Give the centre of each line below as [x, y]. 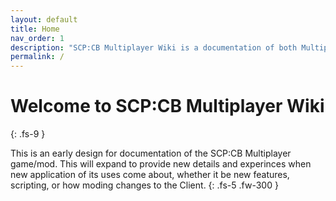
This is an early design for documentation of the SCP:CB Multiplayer [151, 153]
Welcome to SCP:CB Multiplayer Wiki [167, 106]
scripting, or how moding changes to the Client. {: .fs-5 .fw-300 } [144, 185]
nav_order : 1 [37, 38]
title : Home [35, 29]
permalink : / [37, 57]
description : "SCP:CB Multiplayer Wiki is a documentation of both [154, 47]
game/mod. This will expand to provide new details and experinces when [161, 164]
